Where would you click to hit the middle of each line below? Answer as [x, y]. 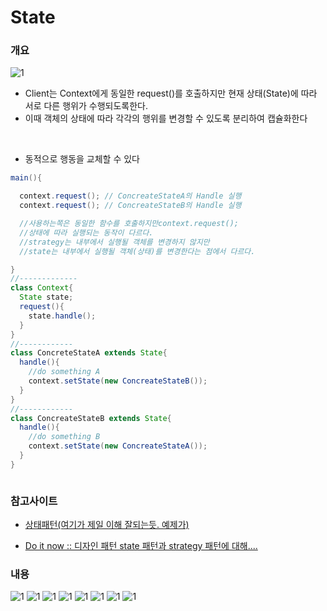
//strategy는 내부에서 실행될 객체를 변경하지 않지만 [114, 242]
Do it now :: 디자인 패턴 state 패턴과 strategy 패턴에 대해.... [141, 546]
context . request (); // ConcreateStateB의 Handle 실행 [130, 206]
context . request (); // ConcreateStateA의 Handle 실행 [130, 196]
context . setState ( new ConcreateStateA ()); [118, 446]
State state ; [46, 297]
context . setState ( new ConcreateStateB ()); [118, 381]
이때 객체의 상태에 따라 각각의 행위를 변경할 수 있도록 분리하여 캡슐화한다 [166, 118]
